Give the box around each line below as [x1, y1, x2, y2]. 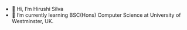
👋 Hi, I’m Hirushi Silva [11, 6, 63, 12]
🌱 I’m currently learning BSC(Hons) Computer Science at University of [11, 12, 181, 18]
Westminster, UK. [11, 18, 54, 24]
